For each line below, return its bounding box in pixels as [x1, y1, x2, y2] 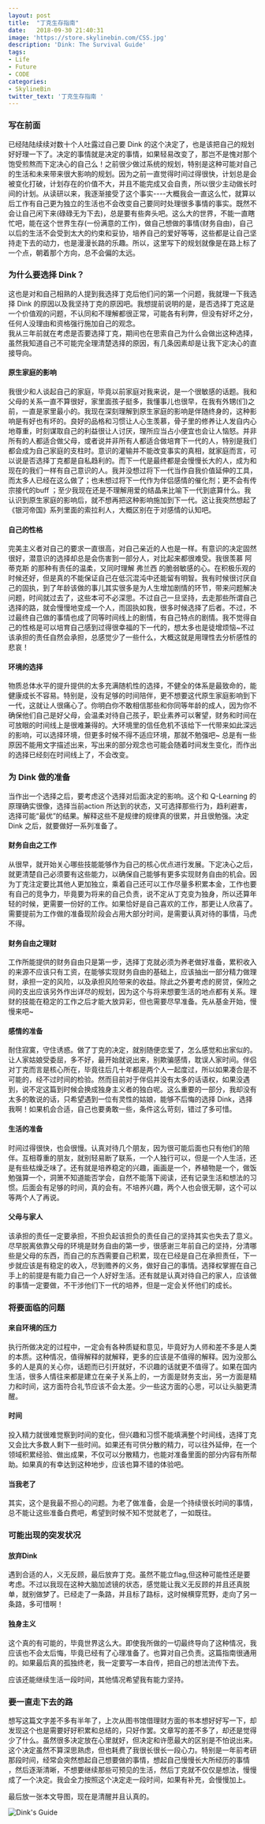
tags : [8, 48, 26, 56]
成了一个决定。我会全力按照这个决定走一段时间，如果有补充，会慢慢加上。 [8, 1774, 250, 1785]
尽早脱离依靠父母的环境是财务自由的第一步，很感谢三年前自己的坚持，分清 [8, 1240, 250, 1250]
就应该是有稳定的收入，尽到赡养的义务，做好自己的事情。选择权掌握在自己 [14, 1260, 257, 1270]
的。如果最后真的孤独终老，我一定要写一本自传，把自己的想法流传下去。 [8, 1657, 243, 1667]
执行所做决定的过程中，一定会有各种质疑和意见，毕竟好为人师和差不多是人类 [8, 1342, 257, 1351]
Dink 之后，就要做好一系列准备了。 [8, 820, 122, 830]
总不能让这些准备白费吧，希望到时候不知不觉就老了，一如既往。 [8, 1508, 215, 1518]
